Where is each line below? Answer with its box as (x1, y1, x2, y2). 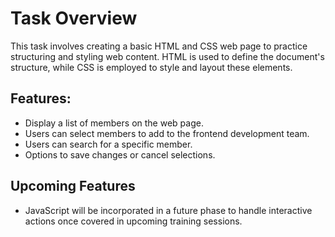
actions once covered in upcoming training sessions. (24, 215, 243, 227)
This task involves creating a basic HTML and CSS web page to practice (10, 40, 308, 52)
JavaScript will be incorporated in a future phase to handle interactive (24, 204, 313, 216)
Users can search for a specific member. (24, 138, 193, 150)
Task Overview (10, 7, 138, 30)
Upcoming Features (10, 178, 136, 195)
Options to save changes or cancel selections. (24, 148, 216, 161)
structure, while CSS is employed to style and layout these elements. (10, 61, 293, 73)
